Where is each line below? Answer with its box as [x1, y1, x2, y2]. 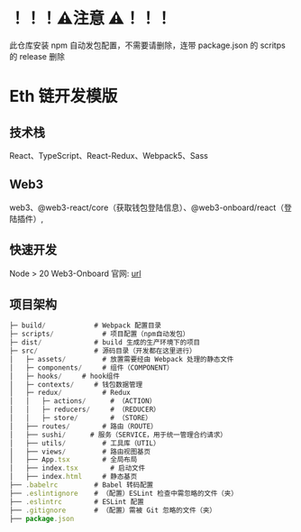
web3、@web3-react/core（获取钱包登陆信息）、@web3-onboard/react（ [9, 202, 285, 213]
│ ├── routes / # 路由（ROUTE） [9, 421, 158, 431]
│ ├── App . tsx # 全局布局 [9, 455, 138, 464]
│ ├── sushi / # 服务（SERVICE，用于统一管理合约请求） [9, 430, 227, 439]
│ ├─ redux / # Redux [9, 389, 131, 398]
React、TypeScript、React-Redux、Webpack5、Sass [9, 150, 209, 161]
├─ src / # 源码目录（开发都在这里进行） [9, 346, 196, 355]
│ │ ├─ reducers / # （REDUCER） [9, 405, 160, 415]
